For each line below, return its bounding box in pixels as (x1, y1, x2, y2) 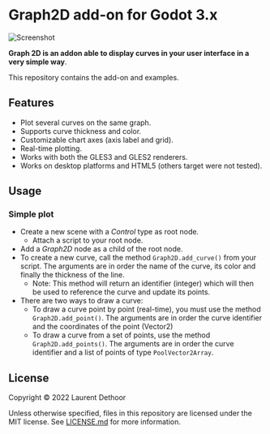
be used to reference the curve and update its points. (32, 287, 211, 297)
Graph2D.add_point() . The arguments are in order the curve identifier (32, 313, 263, 323)
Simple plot (8, 208, 54, 220)
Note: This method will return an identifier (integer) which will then (32, 278, 254, 289)
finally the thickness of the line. (19, 270, 125, 280)
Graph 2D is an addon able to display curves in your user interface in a (8, 48, 250, 58)
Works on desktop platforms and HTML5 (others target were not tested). (19, 161, 263, 170)
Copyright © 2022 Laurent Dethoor (8, 393, 126, 402)
